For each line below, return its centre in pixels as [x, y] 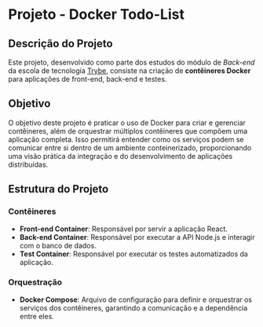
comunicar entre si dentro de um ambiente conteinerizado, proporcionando [130, 148]
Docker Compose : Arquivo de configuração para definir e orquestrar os [136, 299]
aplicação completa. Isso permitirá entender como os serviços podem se [126, 139]
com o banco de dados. [58, 245]
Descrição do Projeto [60, 44]
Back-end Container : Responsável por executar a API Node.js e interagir [137, 237]
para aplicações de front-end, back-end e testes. [88, 79]
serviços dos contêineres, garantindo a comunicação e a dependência [133, 307]
